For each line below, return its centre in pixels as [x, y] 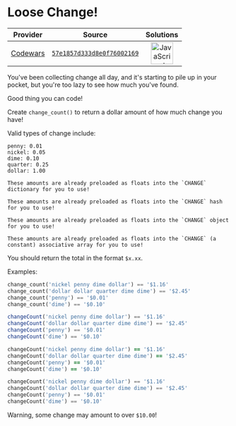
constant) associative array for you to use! [75, 245]
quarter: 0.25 [28, 164]
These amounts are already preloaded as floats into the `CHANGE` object [118, 220]
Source [95, 35]
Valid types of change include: [52, 133]
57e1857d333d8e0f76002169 [95, 53]
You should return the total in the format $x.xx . [75, 257]
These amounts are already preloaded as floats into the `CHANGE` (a [112, 238]
